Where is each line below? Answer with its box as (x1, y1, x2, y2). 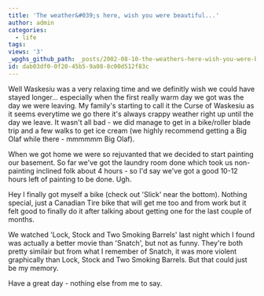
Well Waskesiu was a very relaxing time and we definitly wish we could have (8, 84, 255, 93)
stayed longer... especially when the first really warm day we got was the (8, 92, 244, 102)
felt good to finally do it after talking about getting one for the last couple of (8, 206, 252, 216)
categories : (8, 26, 47, 34)
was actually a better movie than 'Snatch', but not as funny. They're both (8, 238, 244, 247)
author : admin (8, 19, 55, 27)
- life (15, 33, 37, 42)
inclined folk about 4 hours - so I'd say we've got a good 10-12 (35, 166, 238, 175)
